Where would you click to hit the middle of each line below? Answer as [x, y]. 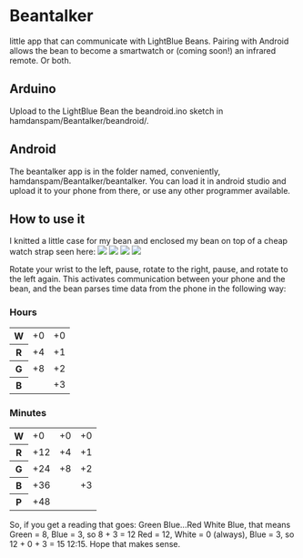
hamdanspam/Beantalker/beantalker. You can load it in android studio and [148, 181]
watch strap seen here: [53, 252]
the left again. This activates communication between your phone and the [147, 279]
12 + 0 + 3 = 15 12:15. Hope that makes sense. [95, 543]
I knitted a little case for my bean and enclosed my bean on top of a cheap [149, 241]
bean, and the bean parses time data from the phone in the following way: [148, 289]
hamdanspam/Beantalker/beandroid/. [79, 120]
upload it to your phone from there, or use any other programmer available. [150, 190]
